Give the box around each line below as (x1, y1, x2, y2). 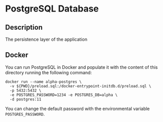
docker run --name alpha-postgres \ (5, 79, 82, 84)
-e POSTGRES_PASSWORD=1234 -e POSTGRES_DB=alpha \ (10, 92, 118, 97)
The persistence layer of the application (5, 36, 88, 42)
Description (5, 23, 43, 32)
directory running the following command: (5, 69, 92, 75)
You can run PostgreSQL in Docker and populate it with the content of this (5, 64, 158, 70)
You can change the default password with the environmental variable (5, 105, 150, 111)
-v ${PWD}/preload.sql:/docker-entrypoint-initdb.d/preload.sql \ (10, 83, 151, 88)
